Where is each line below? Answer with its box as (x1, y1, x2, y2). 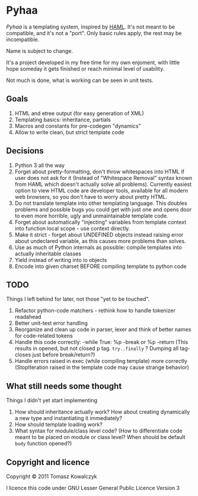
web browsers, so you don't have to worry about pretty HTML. (14, 193, 168, 200)
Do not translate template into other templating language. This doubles (14, 200, 188, 207)
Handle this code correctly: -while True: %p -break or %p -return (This (14, 339, 189, 346)
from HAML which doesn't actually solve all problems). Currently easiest (14, 181, 192, 188)
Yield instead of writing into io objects (14, 256, 107, 263)
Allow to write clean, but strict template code (14, 128, 124, 135)
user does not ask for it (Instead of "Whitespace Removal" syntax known (14, 174, 193, 181)
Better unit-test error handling (14, 320, 88, 327)
